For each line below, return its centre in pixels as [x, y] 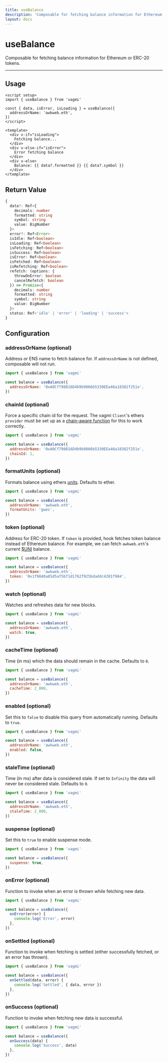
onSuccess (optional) [32, 1007]
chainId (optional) [27, 405]
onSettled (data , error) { [37, 980]
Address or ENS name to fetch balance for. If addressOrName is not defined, [82, 359]
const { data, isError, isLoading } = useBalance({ [60, 108]
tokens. [13, 63]
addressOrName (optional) [38, 348]
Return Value [26, 189]
